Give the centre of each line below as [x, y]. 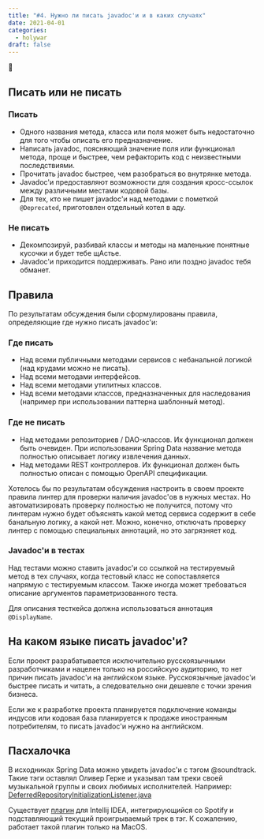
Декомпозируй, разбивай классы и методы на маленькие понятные [134, 245]
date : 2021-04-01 [37, 23]
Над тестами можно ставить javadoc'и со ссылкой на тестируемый [121, 567]
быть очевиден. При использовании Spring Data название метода [130, 448]
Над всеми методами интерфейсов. [80, 376]
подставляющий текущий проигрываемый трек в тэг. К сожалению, [123, 818]
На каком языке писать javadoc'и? [98, 641]
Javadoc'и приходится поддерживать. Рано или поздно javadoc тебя [135, 262]
